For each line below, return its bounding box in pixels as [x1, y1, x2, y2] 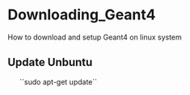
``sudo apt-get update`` [19, 76, 98, 86]
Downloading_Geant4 [7, 6, 156, 24]
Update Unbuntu [7, 56, 93, 69]
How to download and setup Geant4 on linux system [7, 32, 183, 42]
